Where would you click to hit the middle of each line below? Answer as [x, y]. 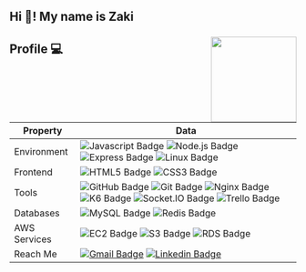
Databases [37, 213]
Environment [41, 152]
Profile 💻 [36, 49]
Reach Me [36, 254]
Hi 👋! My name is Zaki [71, 17]
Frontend [33, 172]
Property [42, 131]
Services [33, 239]
